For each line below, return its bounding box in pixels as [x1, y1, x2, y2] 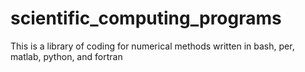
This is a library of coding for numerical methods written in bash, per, [10, 40, 295, 52]
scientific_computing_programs [10, 7, 282, 30]
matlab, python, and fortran [10, 50, 123, 62]
